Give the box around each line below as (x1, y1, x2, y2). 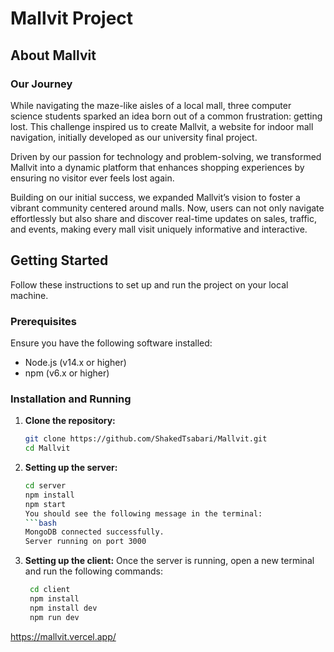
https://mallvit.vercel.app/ (10, 630, 117, 642)
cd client (29, 585, 71, 595)
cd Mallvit (24, 443, 71, 454)
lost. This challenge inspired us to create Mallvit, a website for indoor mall (10, 120, 314, 132)
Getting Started (10, 252, 109, 269)
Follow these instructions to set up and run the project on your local (10, 278, 289, 291)
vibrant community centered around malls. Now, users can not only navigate (10, 202, 325, 214)
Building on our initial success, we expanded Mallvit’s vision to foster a (10, 191, 301, 203)
